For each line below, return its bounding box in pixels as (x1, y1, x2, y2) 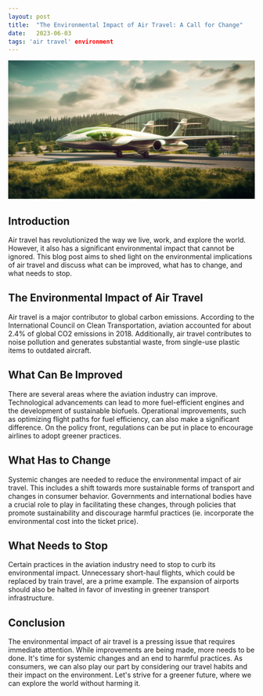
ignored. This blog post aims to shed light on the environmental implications (8, 252, 253, 262)
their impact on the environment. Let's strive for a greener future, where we (8, 670, 252, 680)
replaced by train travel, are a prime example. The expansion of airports (8, 577, 240, 586)
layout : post (8, 13, 51, 20)
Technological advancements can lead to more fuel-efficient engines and (8, 397, 245, 407)
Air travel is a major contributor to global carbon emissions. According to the (8, 312, 254, 321)
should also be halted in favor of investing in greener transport (8, 585, 210, 595)
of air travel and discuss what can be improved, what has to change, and (8, 260, 243, 270)
